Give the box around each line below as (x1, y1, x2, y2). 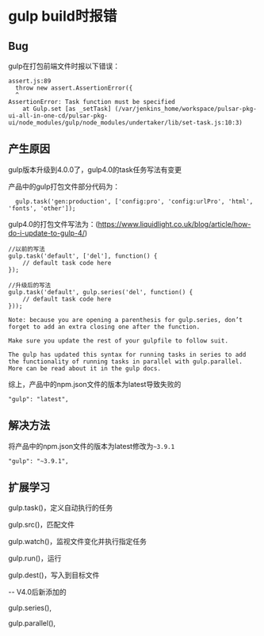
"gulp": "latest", (8, 395, 69, 403)
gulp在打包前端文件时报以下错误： (8, 61, 121, 71)
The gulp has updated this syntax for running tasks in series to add (8, 351, 247, 358)
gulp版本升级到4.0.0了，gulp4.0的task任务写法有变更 (8, 164, 182, 174)
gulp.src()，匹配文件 (8, 520, 75, 530)
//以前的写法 (8, 245, 45, 253)
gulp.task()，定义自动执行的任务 (8, 503, 113, 512)
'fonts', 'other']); (8, 204, 77, 213)
